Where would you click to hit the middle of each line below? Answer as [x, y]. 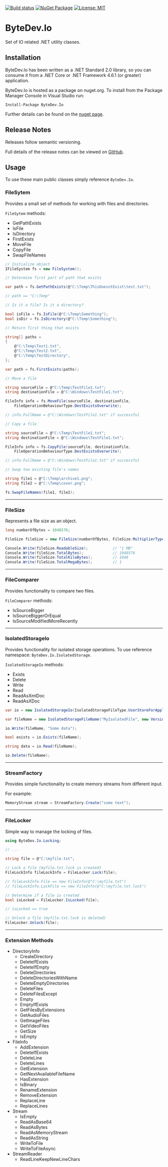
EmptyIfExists [34, 1005]
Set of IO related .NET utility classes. [43, 42]
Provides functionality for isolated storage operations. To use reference [79, 649]
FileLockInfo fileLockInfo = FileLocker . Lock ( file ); [61, 873]
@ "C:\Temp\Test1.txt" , [38, 346]
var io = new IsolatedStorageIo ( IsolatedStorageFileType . [67, 710]
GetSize [28, 1031]
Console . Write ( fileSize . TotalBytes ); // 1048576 [70, 553]
